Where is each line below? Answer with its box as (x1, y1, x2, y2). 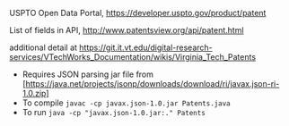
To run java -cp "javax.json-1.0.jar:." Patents (22, 107, 206, 117)
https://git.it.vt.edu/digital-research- (79, 42, 213, 53)
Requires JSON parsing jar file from (22, 69, 154, 80)
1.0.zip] (22, 88, 49, 98)
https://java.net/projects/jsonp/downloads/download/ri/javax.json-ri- (25, 79, 280, 88)
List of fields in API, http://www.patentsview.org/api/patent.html (9, 25, 244, 35)
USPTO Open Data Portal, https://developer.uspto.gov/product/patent (9, 8, 267, 18)
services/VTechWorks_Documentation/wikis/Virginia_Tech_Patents (9, 52, 257, 62)
